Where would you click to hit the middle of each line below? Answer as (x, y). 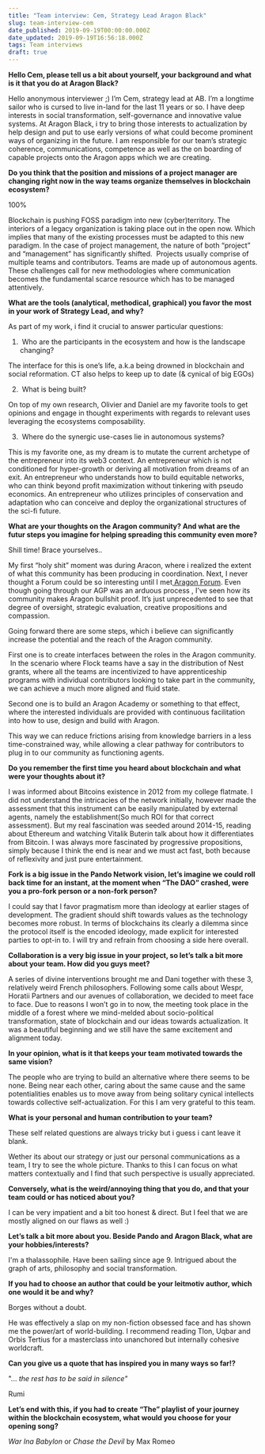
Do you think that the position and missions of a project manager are (123, 172)
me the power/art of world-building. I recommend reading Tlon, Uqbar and (129, 1331)
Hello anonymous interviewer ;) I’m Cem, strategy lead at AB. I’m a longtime (131, 98)
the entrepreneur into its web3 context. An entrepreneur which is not (120, 460)
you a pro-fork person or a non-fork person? (83, 891)
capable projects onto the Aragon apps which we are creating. (110, 157)
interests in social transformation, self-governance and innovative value (125, 115)
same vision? (30, 1062)
